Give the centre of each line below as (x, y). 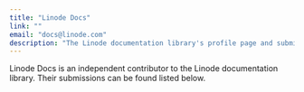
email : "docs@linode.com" (58, 34)
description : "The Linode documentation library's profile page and (141, 43)
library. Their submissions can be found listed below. (108, 78)
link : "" (26, 26)
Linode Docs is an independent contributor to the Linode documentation (144, 69)
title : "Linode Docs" (50, 18)
